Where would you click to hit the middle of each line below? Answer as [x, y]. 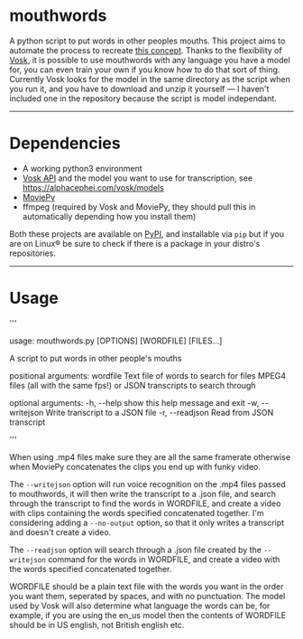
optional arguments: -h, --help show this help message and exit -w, [134, 402]
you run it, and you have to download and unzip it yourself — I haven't [139, 89]
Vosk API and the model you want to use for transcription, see [138, 178]
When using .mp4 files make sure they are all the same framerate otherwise [150, 456]
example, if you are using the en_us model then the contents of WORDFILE [148, 615]
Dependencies [65, 143]
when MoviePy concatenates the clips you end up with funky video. [135, 466]
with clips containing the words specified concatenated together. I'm [137, 512]
